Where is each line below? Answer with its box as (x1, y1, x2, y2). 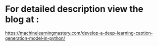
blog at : (5, 14, 40, 25)
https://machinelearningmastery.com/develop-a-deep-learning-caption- (5, 30, 153, 36)
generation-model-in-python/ (5, 35, 65, 41)
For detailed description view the (5, 3, 144, 15)
